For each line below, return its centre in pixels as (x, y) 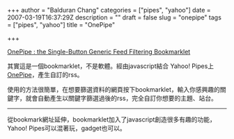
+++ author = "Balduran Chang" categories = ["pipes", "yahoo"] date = (109, 10)
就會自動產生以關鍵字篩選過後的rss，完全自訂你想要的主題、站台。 (122, 98)
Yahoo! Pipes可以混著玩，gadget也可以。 (67, 128)
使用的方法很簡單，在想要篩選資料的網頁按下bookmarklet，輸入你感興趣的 (114, 89)
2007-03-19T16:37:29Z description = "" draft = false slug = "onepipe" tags (114, 17)
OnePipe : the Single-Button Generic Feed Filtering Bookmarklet (99, 52)
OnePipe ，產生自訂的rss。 (45, 75)
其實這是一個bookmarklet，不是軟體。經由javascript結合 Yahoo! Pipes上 (111, 66)
